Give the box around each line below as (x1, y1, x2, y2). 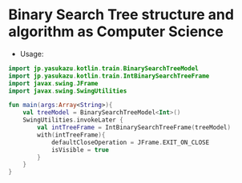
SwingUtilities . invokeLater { (22, 116, 124, 125)
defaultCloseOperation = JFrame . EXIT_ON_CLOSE (50, 138, 210, 146)
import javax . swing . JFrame (8, 79, 99, 87)
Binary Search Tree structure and (8, 6, 235, 24)
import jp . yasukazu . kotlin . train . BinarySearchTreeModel (8, 64, 199, 73)
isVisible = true (50, 145, 110, 153)
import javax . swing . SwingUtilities (8, 86, 127, 95)
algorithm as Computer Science (8, 22, 224, 41)
